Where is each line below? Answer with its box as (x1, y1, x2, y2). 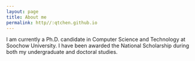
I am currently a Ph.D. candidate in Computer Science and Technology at (6, 36, 185, 43)
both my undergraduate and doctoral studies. (6, 49, 118, 56)
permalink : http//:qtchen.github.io (6, 20, 97, 25)
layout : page (6, 8, 39, 15)
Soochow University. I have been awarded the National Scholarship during (6, 42, 190, 49)
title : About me (6, 14, 47, 20)
